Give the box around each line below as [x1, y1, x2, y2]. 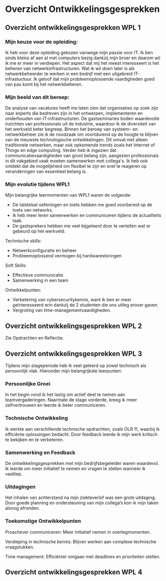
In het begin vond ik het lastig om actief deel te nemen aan [5, 392, 125, 398]
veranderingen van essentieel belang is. [5, 168, 87, 175]
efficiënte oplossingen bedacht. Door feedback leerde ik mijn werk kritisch [5, 431, 158, 437]
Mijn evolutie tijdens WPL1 [5, 181, 70, 188]
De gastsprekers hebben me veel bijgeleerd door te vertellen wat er [12, 223, 151, 229]
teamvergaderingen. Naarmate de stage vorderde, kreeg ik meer [5, 397, 138, 403]
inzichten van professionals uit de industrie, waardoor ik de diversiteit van [5, 121, 157, 127]
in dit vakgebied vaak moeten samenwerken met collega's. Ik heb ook [5, 158, 148, 164]
